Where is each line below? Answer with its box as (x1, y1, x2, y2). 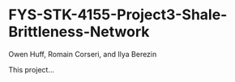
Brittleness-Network (8, 23, 150, 41)
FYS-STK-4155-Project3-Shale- (8, 6, 228, 24)
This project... (8, 64, 55, 74)
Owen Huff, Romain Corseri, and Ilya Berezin (8, 49, 157, 59)
